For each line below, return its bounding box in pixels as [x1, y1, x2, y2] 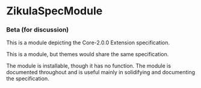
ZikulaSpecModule [6, 4, 103, 18]
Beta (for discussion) [6, 26, 69, 34]
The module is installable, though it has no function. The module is [6, 62, 172, 69]
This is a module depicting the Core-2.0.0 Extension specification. [6, 39, 170, 46]
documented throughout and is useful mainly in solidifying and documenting [6, 69, 196, 76]
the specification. [6, 75, 49, 82]
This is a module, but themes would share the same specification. [6, 51, 169, 58]
